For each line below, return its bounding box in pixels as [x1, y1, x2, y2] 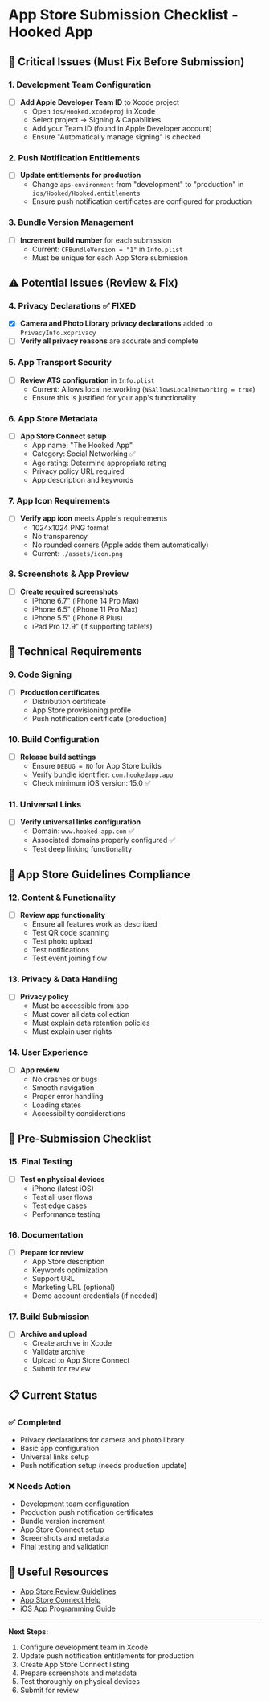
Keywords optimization [31, 1265, 108, 1275]
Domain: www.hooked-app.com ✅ [31, 826, 135, 836]
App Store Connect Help [19, 1595, 101, 1605]
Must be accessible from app [31, 1001, 129, 1010]
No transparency [31, 531, 88, 541]
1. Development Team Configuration [8, 79, 152, 90]
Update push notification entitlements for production [19, 1651, 194, 1661]
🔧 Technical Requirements [8, 645, 142, 658]
